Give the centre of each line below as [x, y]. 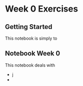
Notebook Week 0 [33, 53]
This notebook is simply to [31, 38]
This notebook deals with [30, 65]
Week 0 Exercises [41, 9]
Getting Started [29, 27]
